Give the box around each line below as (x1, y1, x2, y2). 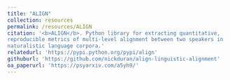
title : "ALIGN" (7, 10, 52, 17)
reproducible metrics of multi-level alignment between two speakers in (7, 36, 224, 43)
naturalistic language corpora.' (7, 42, 105, 49)
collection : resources (7, 17, 73, 24)
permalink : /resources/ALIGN (7, 23, 92, 30)
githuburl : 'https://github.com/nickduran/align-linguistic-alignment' (7, 56, 220, 63)
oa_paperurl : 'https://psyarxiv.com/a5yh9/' (7, 62, 139, 69)
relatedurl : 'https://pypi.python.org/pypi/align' (7, 49, 158, 56)
